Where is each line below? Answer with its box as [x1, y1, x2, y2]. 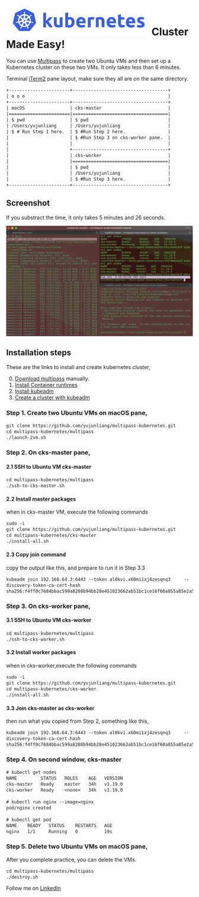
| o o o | [6, 93, 171, 99]
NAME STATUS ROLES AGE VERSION [6, 776, 123, 781]
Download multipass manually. [14, 375, 90, 382]
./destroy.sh [6, 874, 38, 880]
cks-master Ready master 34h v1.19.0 [6, 781, 123, 787]
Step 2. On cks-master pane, [6, 448, 91, 457]
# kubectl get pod [6, 817, 52, 823]
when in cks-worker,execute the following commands [6, 662, 137, 669]
